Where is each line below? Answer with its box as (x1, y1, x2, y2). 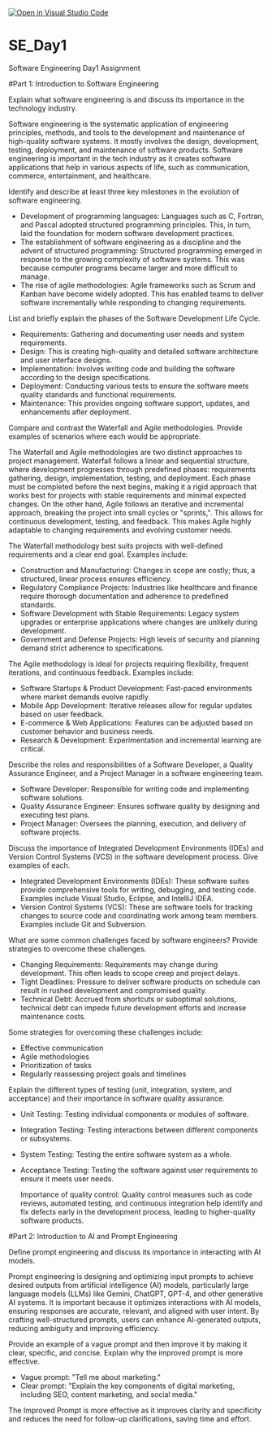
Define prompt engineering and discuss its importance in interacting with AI (8, 1246, 261, 1257)
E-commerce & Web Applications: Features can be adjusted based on (19, 717, 253, 728)
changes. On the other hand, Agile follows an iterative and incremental (8, 499, 244, 509)
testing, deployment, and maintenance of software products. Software (8, 145, 244, 155)
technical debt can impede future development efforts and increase (19, 1002, 247, 1013)
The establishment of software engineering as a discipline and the (19, 237, 242, 247)
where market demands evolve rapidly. (19, 692, 150, 702)
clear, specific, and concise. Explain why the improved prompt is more (8, 1347, 244, 1357)
